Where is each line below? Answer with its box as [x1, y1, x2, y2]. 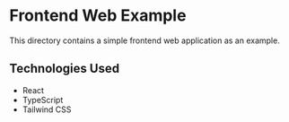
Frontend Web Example [9, 5, 187, 26]
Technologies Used [9, 61, 119, 76]
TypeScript [22, 94, 64, 105]
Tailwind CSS [22, 104, 72, 115]
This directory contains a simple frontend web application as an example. [9, 35, 280, 46]
